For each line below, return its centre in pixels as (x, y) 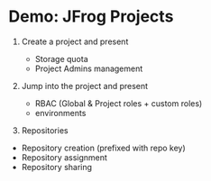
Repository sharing (56, 167)
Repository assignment (64, 157)
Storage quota (61, 59)
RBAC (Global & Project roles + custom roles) (119, 103)
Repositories (45, 130)
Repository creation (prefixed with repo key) (103, 148)
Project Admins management (89, 68)
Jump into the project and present (85, 86)
